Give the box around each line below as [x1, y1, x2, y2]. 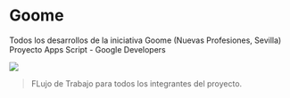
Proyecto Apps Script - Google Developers [9, 44, 167, 54]
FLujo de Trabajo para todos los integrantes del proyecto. [30, 78, 243, 89]
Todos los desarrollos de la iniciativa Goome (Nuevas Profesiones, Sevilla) [9, 35, 282, 45]
